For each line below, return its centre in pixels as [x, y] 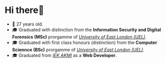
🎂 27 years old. [28, 24]
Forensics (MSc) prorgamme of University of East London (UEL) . [79, 36]
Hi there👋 [25, 10]
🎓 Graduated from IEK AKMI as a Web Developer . [64, 55]
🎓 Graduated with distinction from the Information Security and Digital [87, 29]
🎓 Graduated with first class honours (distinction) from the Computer [85, 42]
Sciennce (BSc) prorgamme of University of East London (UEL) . [78, 49]
